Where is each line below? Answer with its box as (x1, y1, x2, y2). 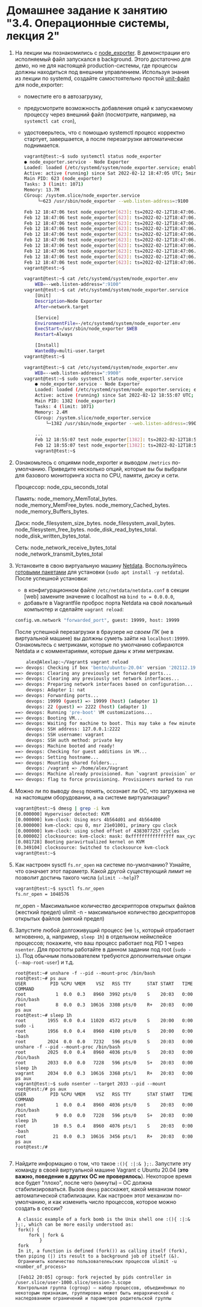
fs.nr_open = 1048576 (14, 891, 69, 897)
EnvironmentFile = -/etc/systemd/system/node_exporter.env (35, 320, 180, 326)
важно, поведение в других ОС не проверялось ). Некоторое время (14, 1172, 192, 1180)
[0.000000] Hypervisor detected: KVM (14, 811, 110, 817)
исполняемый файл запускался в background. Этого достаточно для (14, 55, 191, 63)
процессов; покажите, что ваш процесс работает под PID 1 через (14, 939, 183, 946)
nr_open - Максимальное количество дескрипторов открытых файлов (14, 902, 196, 909)
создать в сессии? (14, 1205, 63, 1212)
